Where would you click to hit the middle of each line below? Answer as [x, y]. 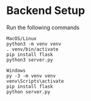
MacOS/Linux [21, 38]
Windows [16, 71]
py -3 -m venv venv [31, 76]
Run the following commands [43, 27]
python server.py [28, 92]
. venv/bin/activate [33, 49]
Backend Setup [46, 11]
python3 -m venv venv [34, 44]
